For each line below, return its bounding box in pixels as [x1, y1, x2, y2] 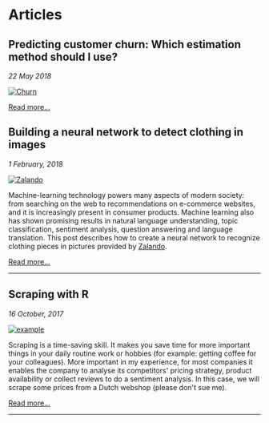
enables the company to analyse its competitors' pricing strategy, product [8, 365, 252, 375]
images [8, 138, 46, 151]
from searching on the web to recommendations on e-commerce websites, [8, 199, 256, 208]
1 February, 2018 [8, 159, 63, 169]
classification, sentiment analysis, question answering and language [8, 224, 234, 234]
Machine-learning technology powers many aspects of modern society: [8, 190, 245, 199]
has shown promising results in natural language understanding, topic [8, 216, 239, 225]
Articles [8, 6, 62, 24]
